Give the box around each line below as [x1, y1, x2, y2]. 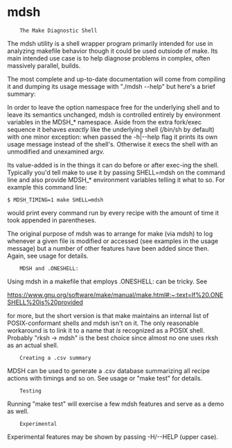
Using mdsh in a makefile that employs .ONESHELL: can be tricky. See [7, 277, 208, 285]
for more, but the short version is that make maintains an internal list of [7, 311, 209, 320]
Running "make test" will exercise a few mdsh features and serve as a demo [7, 399, 224, 408]
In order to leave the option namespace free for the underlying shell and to [7, 103, 220, 111]
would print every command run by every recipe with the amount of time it [7, 208, 220, 217]
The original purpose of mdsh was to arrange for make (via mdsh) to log [7, 229, 213, 238]
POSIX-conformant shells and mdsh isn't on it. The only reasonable [7, 319, 199, 327]
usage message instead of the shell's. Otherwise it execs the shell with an [7, 140, 218, 148]
